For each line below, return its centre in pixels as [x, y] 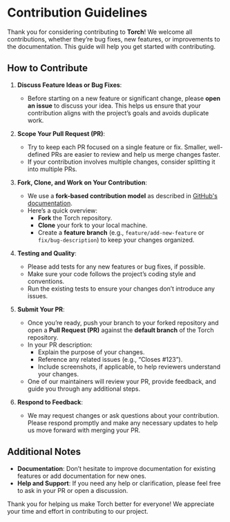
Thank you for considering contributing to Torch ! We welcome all [100, 32]
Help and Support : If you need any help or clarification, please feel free [119, 483]
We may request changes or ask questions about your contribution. [123, 415]
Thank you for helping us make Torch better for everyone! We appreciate [111, 504]
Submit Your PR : [41, 309]
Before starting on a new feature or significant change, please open [124, 98]
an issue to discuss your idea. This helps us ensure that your [114, 106]
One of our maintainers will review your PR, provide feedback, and [122, 381]
